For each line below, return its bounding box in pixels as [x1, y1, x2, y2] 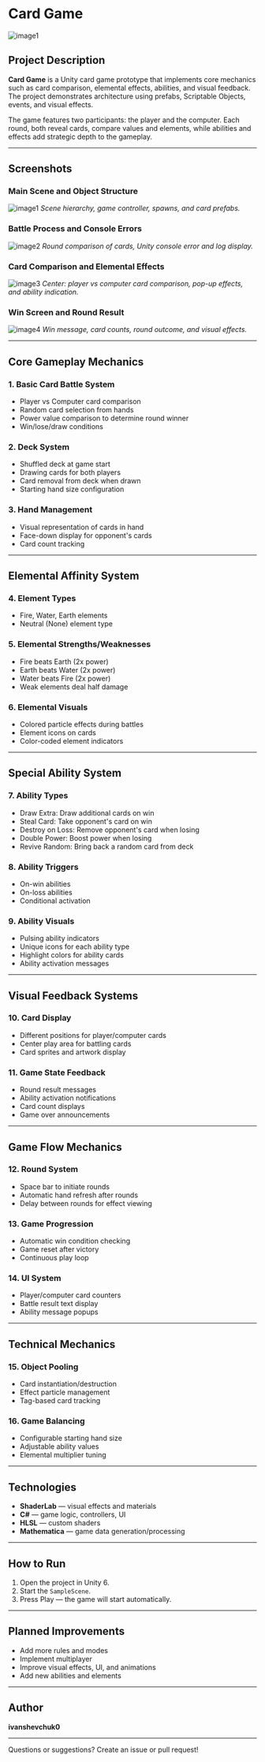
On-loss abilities [19, 887, 73, 897]
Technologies [8, 1480, 77, 1494]
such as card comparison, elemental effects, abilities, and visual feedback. [8, 83, 251, 92]
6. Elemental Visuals [8, 701, 88, 712]
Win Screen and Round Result [8, 307, 125, 318]
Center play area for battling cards [19, 1039, 132, 1048]
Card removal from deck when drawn [19, 476, 141, 486]
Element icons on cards [19, 727, 96, 737]
